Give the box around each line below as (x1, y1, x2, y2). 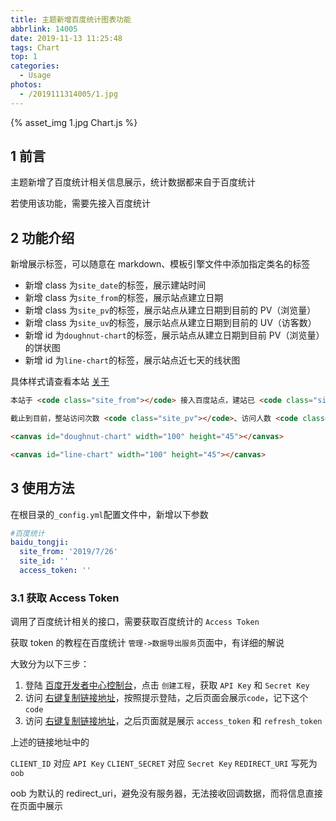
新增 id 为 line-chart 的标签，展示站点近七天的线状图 (24, 354, 241, 366)
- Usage (19, 71, 52, 81)
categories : (10, 61, 60, 71)
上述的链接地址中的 (10, 736, 90, 748)
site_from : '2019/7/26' (19, 547, 118, 557)
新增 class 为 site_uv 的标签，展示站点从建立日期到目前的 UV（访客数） (24, 317, 317, 329)
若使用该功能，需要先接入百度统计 (10, 197, 151, 210)
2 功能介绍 (10, 229, 75, 246)
